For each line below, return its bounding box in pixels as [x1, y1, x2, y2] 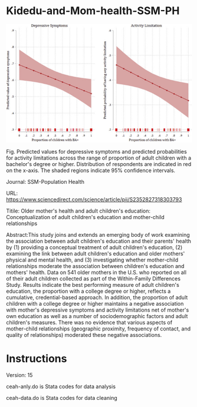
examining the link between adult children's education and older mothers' [6, 250, 185, 257]
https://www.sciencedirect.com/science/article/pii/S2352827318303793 [6, 196, 182, 203]
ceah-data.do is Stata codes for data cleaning [6, 395, 118, 402]
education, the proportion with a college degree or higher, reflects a [6, 287, 171, 295]
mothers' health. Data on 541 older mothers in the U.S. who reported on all [6, 269, 187, 276]
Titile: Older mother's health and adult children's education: [6, 207, 151, 214]
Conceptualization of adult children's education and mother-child [6, 214, 165, 221]
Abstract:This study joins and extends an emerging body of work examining [6, 231, 190, 239]
